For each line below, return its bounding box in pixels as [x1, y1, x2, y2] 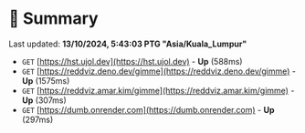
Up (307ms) [21, 95, 68, 106]
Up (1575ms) [21, 75, 70, 86]
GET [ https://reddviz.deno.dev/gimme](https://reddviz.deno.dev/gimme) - [21, 66, 297, 77]
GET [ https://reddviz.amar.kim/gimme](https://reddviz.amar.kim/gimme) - [21, 85, 295, 96]
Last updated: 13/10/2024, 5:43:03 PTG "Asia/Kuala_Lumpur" [8, 38, 247, 49]
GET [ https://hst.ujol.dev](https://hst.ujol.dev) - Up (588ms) [21, 56, 243, 66]
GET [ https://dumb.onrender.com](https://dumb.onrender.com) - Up [21, 104, 275, 115]
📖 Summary [8, 8, 99, 29]
